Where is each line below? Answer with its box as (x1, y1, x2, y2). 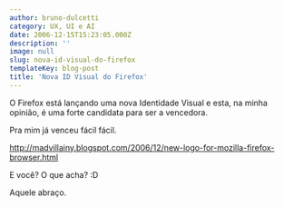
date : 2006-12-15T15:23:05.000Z (9, 30, 132, 39)
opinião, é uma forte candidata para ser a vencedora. (9, 106, 209, 118)
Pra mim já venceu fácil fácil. (9, 124, 117, 135)
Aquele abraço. (9, 187, 67, 198)
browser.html (9, 152, 59, 163)
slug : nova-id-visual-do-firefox (9, 55, 136, 64)
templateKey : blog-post (9, 64, 100, 74)
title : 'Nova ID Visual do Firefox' (9, 73, 148, 82)
